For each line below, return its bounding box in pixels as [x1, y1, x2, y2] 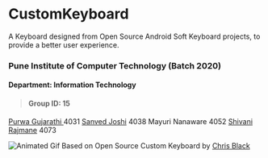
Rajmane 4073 [8, 125, 57, 135]
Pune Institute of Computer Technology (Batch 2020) [8, 60, 222, 71]
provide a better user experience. [8, 39, 119, 49]
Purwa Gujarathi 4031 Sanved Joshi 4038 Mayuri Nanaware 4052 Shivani [8, 116, 253, 126]
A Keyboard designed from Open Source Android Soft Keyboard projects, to [8, 31, 261, 41]
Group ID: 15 [27, 98, 70, 109]
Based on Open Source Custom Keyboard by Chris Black [61, 140, 250, 150]
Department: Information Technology [8, 80, 136, 89]
